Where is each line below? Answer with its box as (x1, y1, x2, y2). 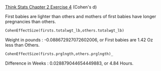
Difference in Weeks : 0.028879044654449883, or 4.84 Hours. (5, 60, 134, 66)
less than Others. (5, 42, 40, 48)
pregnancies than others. (5, 19, 56, 24)
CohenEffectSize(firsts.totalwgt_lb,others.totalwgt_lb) (5, 28, 125, 33)
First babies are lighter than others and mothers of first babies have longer (5, 14, 157, 19)
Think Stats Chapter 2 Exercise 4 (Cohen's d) (5, 4, 97, 10)
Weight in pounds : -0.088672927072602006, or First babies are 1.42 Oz (5, 36, 153, 43)
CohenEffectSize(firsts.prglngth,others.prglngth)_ (5, 51, 113, 56)
